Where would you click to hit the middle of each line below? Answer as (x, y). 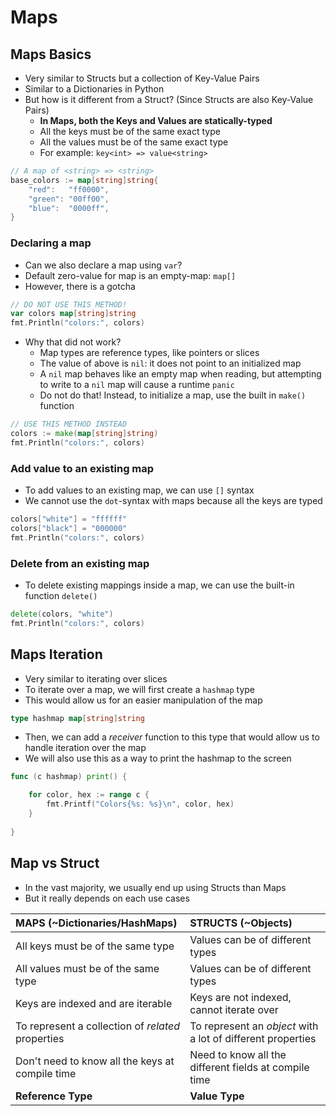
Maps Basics (51, 54)
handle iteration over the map (85, 748)
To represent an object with (254, 1026)
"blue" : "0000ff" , (69, 208)
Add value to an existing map (82, 468)
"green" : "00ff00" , (69, 199)
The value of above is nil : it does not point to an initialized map (170, 363)
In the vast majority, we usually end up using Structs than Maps (155, 887)
